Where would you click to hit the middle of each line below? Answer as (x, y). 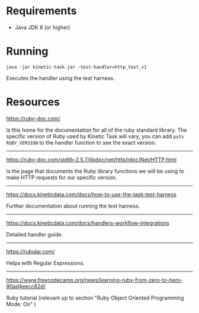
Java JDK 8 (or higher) (42, 27)
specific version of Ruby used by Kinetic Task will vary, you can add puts (95, 136)
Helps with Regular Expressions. (45, 263)
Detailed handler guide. (35, 234)
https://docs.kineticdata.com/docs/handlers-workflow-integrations (88, 223)
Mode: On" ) (21, 304)
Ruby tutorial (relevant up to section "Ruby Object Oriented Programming (95, 298)
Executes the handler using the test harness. (61, 78)
